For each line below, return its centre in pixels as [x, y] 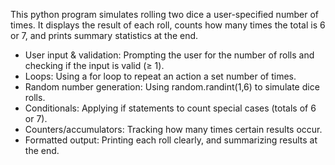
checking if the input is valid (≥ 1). [94, 65]
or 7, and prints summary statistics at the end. [104, 35]
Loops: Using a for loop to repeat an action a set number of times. [160, 76]
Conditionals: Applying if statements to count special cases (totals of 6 [170, 108]
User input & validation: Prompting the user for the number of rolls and [169, 55]
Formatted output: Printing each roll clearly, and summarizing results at [171, 140]
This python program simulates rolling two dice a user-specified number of [164, 14]
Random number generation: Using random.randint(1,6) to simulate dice [172, 87]
